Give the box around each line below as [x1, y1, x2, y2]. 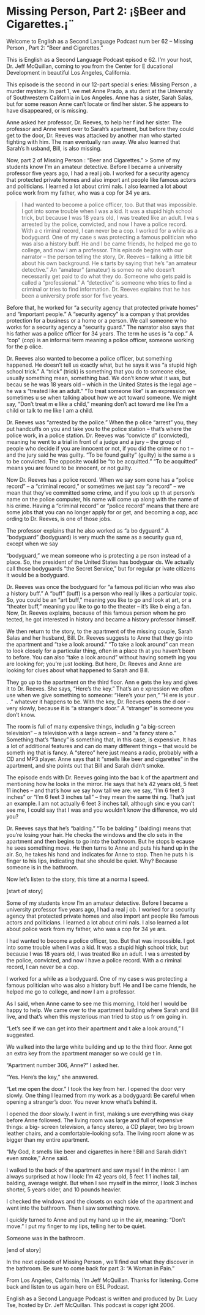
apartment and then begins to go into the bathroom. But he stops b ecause [6, 837, 195, 845]
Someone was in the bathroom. [6, 1234, 86, 1242]
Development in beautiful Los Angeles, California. [6, 69, 132, 76]
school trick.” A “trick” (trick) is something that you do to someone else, [6, 367, 187, 375]
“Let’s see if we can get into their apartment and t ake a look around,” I [6, 1024, 184, 1032]
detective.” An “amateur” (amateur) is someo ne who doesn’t [21, 266, 175, 273]
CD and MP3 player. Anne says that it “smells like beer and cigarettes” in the [6, 755, 199, 763]
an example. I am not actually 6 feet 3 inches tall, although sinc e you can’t [6, 800, 195, 807]
